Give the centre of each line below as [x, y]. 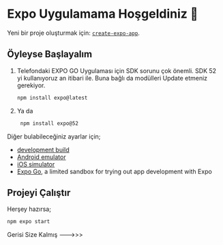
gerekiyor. [31, 85]
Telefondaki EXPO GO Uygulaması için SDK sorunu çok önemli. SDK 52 [117, 70]
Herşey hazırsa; [29, 209]
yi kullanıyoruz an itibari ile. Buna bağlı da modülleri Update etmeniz [112, 78]
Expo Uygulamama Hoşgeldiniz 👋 [103, 14]
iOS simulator [36, 164]
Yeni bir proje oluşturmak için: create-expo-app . [73, 33]
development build [43, 149]
